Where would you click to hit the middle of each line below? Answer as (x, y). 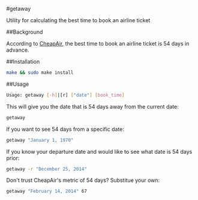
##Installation (23, 62)
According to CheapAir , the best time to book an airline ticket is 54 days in (98, 44)
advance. (18, 50)
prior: (13, 158)
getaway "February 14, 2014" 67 (46, 192)
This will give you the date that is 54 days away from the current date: (92, 106)
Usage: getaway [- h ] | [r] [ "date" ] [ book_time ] (65, 95)
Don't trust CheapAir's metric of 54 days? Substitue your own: (83, 180)
